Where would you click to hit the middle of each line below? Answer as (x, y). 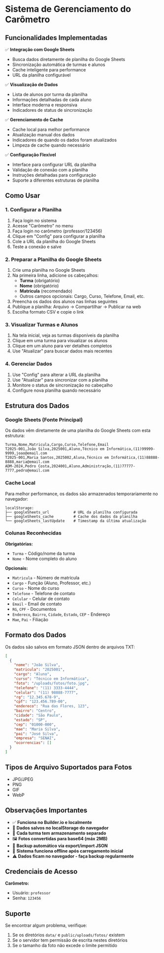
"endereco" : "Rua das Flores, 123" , (52, 706)
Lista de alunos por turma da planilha (50, 94)
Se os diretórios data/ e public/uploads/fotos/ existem (68, 935)
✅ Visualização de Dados (32, 84)
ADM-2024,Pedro (21, 466)
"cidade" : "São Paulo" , (38, 715)
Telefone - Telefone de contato (44, 593)
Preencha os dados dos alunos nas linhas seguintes (65, 301)
